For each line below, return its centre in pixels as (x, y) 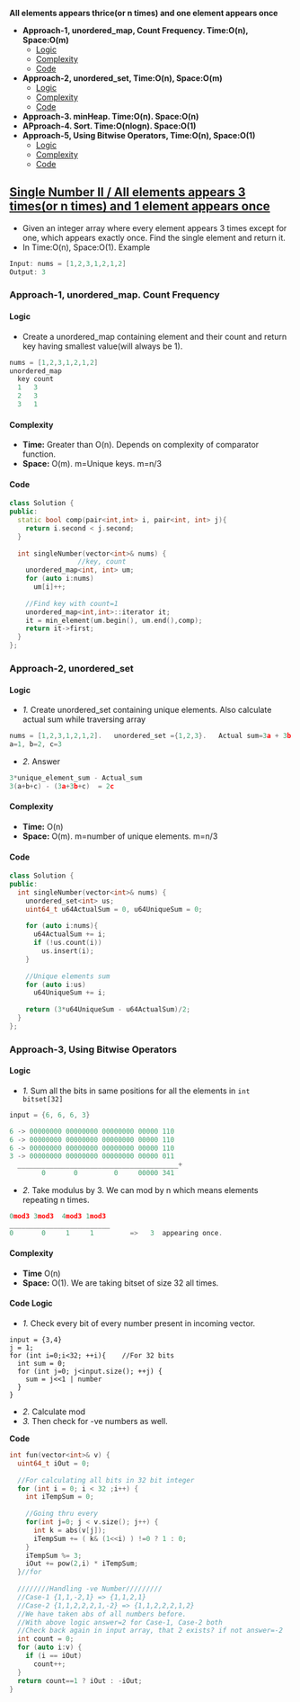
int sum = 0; (42, 1364)
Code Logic (31, 1304)
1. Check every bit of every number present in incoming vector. (139, 1323)
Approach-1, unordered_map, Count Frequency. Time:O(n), (135, 30)
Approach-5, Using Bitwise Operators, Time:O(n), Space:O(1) (139, 135)
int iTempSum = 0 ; (60, 1497)
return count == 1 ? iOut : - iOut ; (80, 1680)
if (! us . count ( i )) (67, 943)
